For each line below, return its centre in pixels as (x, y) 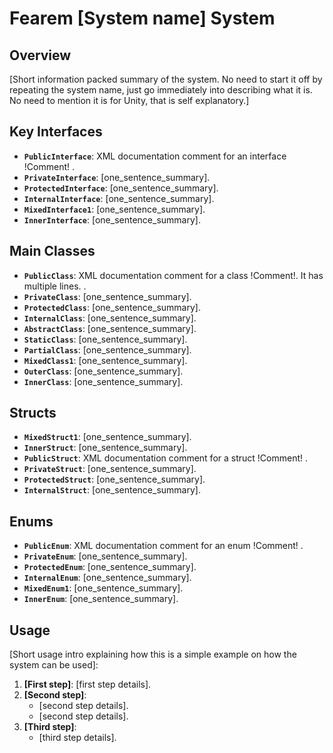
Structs (33, 413)
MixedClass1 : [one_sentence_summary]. (105, 360)
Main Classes (52, 251)
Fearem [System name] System (142, 18)
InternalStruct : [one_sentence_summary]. (112, 490)
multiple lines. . (55, 286)
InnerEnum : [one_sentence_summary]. (101, 599)
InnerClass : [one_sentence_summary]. (103, 381)
